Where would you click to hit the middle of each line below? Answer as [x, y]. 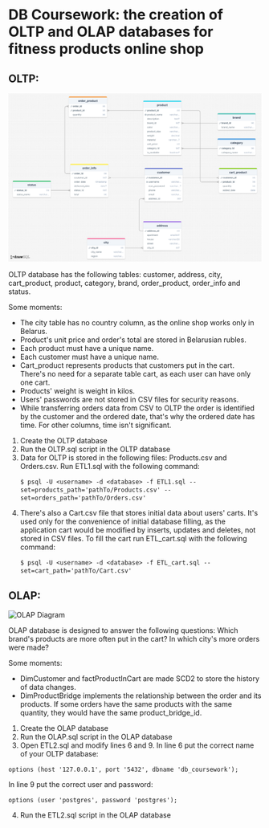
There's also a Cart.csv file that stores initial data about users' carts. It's [139, 513]
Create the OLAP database [64, 728]
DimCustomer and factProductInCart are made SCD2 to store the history [139, 678]
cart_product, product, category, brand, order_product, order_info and [124, 283]
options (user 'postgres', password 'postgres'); [93, 800]
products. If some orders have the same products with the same [126, 704]
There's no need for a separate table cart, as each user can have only [135, 374]
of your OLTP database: [59, 753]
